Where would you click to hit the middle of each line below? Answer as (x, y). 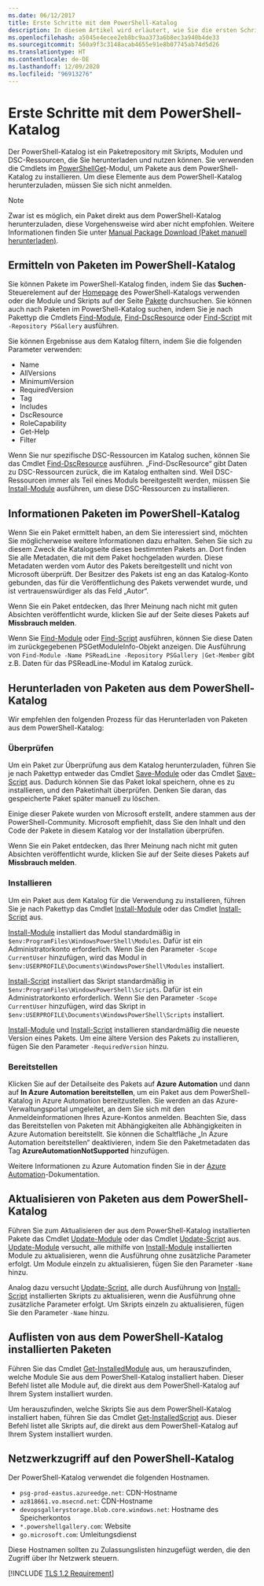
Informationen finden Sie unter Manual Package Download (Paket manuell (128, 232)
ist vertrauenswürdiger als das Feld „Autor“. (79, 591)
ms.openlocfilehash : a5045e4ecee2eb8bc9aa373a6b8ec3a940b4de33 (114, 37)
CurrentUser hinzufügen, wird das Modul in (78, 957)
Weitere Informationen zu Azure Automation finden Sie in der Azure (117, 1166)
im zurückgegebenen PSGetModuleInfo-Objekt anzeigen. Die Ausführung (127, 647)
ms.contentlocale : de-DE (49, 60)
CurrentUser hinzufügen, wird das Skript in (77, 1006)
